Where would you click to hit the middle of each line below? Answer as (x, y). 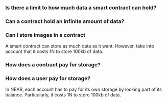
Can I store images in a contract (45, 35)
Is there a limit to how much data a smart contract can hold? (81, 8)
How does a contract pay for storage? (53, 65)
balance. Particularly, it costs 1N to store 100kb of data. (63, 95)
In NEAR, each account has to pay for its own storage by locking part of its (84, 89)
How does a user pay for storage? (48, 78)
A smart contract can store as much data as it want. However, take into (80, 46)
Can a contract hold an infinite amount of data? (65, 21)
